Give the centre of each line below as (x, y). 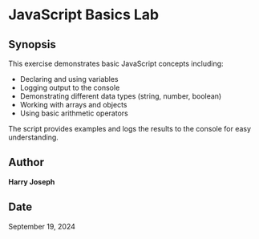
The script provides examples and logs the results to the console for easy (129, 129)
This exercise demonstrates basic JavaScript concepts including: (116, 63)
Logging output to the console (70, 87)
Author (26, 162)
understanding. (33, 137)
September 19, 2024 (42, 226)
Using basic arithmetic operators (74, 113)
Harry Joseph (32, 181)
